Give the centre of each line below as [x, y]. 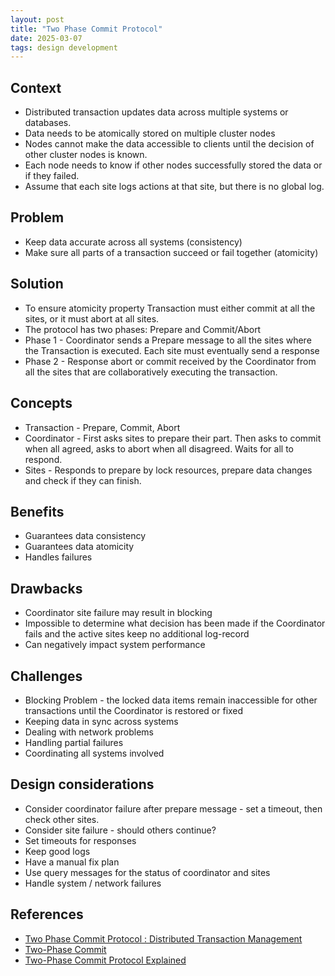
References [47, 914]
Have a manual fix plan [72, 862]
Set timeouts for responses [80, 840]
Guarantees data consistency [85, 536]
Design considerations [82, 784]
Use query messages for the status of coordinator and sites [147, 872]
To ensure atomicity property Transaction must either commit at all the [170, 308]
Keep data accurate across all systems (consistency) [133, 242]
